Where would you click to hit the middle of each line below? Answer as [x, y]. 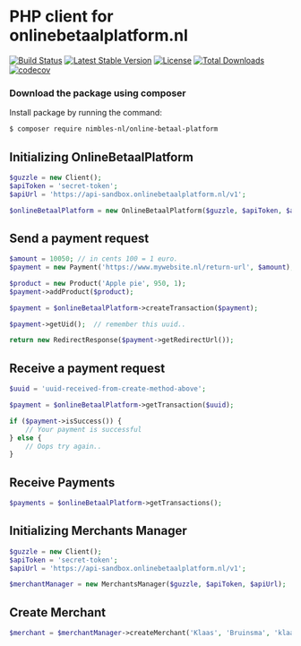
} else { [26, 438]
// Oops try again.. [64, 446]
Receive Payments [62, 482]
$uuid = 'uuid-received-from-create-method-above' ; [107, 389]
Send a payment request [79, 238]
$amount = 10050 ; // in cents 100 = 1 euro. [94, 259]
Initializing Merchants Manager [99, 531]
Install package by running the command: [86, 113]
